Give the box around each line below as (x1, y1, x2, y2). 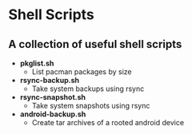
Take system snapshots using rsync (31, 101, 150, 110)
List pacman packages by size (31, 67, 132, 77)
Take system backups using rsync (31, 84, 145, 93)
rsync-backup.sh (19, 76, 80, 85)
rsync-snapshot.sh (19, 93, 86, 101)
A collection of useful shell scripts (8, 37, 182, 51)
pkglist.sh (19, 58, 54, 68)
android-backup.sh (19, 109, 86, 119)
